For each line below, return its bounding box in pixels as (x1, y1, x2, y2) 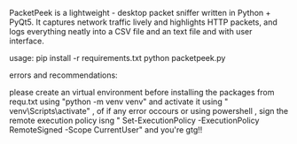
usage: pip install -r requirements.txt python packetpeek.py (9, 53, 226, 63)
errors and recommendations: (9, 70, 118, 80)
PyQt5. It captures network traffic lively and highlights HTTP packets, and (9, 17, 277, 27)
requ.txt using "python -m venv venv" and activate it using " (9, 96, 229, 107)
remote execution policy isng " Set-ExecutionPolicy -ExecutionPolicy (9, 115, 260, 125)
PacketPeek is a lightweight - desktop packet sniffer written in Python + (9, 8, 271, 18)
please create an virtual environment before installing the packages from (9, 87, 275, 97)
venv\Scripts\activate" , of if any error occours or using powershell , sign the (9, 106, 289, 116)
